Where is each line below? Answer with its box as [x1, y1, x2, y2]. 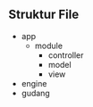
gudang [21, 87, 50, 98]
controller [47, 49, 84, 61]
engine [21, 78, 47, 88]
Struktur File [8, 7, 80, 22]
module [34, 40, 63, 51]
